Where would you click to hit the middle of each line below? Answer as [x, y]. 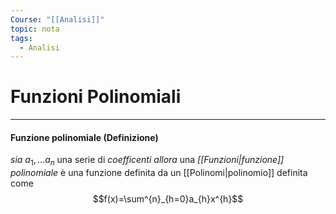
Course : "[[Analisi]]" [57, 19]
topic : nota [35, 29]
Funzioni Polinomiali [96, 97]
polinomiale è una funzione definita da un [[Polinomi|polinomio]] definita [159, 173]
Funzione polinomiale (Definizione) [84, 137]
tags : [21, 38]
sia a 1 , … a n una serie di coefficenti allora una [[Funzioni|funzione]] [147, 161]
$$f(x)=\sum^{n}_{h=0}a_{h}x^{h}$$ [168, 199]
